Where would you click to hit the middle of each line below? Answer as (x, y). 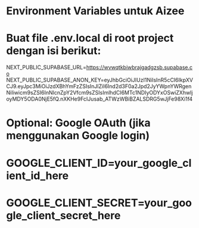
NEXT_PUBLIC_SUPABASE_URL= (46, 67)
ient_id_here (38, 175)
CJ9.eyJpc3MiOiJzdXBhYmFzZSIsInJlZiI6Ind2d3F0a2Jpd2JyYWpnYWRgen (99, 86)
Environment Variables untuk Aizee (95, 11)
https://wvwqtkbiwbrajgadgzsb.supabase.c (139, 67)
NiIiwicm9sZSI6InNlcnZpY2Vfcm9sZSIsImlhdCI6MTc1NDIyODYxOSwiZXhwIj (100, 93)
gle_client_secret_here (63, 215)
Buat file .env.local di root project (90, 38)
